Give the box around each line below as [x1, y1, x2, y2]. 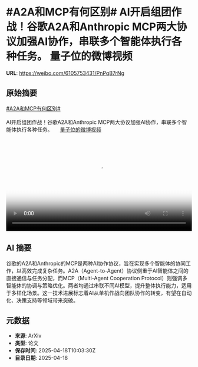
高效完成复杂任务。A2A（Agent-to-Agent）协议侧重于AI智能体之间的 [21, 267, 189, 274]
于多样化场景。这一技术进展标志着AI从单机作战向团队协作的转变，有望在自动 [6, 289, 192, 296]
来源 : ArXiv [14, 332, 42, 339]
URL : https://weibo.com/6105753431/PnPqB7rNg [6, 69, 125, 77]
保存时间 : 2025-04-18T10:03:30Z [14, 347, 96, 354]
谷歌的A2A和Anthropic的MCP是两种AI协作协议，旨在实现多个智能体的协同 [6, 260, 186, 267]
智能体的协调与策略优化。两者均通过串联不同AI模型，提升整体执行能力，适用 [6, 281, 192, 289]
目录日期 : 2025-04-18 [14, 355, 68, 362]
